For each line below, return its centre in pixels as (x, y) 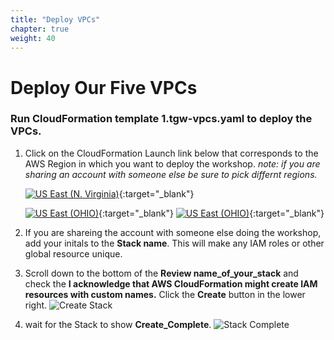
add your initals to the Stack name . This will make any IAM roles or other (174, 243)
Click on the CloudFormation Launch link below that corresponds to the (171, 153)
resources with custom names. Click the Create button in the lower (165, 294)
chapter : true (40, 29)
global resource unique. (73, 253)
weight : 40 (33, 38)
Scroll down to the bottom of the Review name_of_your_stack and (161, 273)
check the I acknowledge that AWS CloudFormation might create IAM (171, 283)
